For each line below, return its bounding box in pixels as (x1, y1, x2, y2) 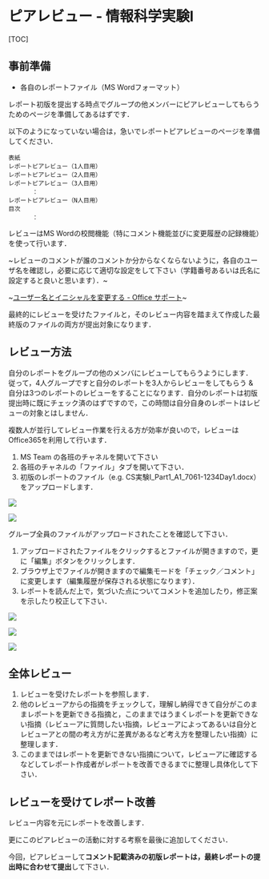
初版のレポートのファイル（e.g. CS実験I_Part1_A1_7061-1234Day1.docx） (19, 472, 261, 481)
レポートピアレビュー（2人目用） (8, 171, 102, 179)
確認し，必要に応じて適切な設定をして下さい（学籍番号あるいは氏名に (29, 265, 261, 275)
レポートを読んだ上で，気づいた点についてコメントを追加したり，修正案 (19, 586, 258, 596)
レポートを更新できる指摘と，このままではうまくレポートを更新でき (26, 709, 251, 719)
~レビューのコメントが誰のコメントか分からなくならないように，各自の (8, 255, 244, 265)
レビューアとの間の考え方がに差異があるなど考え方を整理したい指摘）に (19, 729, 259, 739)
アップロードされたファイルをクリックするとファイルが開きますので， (19, 546, 252, 556)
